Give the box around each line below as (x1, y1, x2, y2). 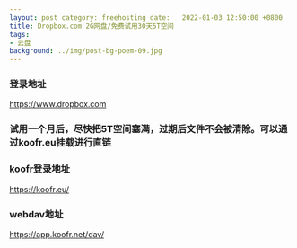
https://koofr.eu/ (9, 183, 70, 194)
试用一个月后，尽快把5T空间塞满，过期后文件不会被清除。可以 (9, 123, 279, 136)
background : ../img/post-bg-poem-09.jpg (9, 47, 163, 56)
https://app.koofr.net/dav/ (9, 228, 105, 239)
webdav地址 (9, 208, 64, 220)
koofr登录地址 (9, 163, 70, 175)
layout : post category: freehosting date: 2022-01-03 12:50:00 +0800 (9, 13, 283, 22)
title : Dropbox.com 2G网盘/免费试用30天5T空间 (9, 22, 175, 31)
